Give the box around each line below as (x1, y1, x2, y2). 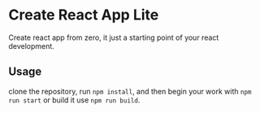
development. (8, 41, 54, 50)
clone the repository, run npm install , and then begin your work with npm (8, 86, 252, 96)
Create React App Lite (8, 6, 159, 24)
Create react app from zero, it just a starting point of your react (8, 33, 219, 42)
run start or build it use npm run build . (8, 95, 141, 105)
